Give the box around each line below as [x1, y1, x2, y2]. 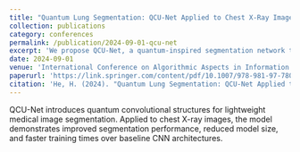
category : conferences [9, 30, 94, 38]
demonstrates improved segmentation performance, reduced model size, [9, 122, 279, 134]
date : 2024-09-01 [9, 55, 74, 63]
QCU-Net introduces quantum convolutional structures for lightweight [9, 104, 266, 114]
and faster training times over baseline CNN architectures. [9, 132, 223, 143]
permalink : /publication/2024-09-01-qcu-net [9, 38, 178, 47]
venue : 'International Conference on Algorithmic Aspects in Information [9, 63, 290, 72]
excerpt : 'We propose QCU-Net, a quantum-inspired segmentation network [9, 46, 286, 55]
